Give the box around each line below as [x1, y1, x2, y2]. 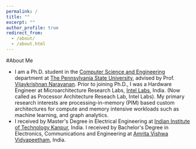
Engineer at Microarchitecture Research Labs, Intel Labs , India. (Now [14, 87, 180, 94]
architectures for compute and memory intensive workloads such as [14, 105, 180, 112]
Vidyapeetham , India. [14, 136, 66, 143]
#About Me [6, 56, 33, 64]
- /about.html [11, 41, 46, 47]
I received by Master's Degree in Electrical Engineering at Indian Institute [14, 118, 190, 125]
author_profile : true [6, 24, 59, 31]
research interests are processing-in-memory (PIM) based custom [14, 99, 175, 106]
